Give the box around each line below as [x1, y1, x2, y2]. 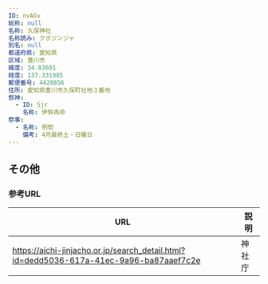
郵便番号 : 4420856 [8, 78, 65, 86]
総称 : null [8, 19, 42, 27]
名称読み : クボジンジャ [8, 34, 75, 42]
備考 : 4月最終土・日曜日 [22, 130, 93, 138]
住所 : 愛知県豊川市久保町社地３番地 [8, 86, 111, 94]
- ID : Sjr [15, 101, 48, 109]
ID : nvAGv [8, 11, 41, 20]
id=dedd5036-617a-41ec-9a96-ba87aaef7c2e [12, 255, 201, 266]
